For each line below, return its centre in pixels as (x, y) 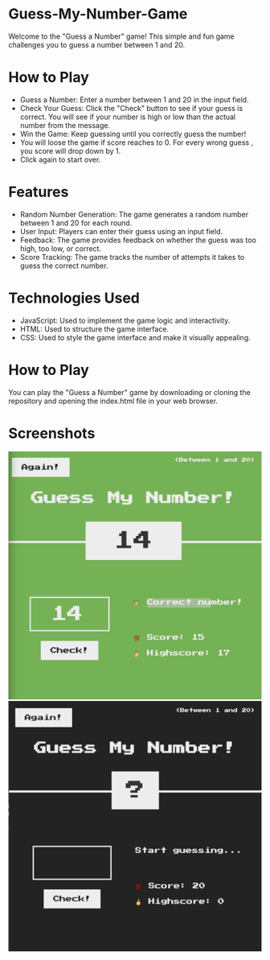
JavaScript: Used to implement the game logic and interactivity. (125, 320)
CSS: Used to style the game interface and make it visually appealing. (135, 337)
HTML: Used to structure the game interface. (94, 329)
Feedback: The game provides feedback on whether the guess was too (138, 240)
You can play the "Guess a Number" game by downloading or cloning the (129, 392)
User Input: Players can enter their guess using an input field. (121, 231)
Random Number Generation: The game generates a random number (134, 214)
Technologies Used (74, 298)
